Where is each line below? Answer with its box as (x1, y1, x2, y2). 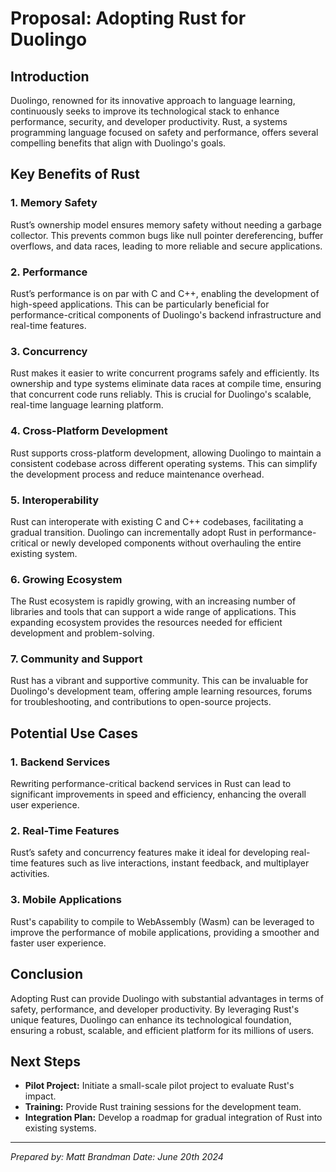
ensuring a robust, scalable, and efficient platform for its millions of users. (10, 1024, 315, 1036)
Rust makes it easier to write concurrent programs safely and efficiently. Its (10, 367, 320, 379)
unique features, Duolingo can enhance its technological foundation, (10, 1013, 292, 1026)
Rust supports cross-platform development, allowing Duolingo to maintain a (10, 447, 322, 459)
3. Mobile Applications (10, 893, 122, 907)
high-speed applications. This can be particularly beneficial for (10, 298, 270, 310)
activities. (10, 868, 50, 880)
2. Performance (10, 265, 88, 279)
